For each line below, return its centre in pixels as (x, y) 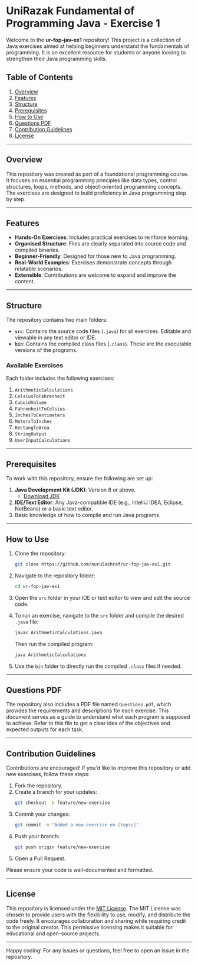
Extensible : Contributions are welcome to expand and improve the (95, 275)
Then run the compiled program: (54, 644)
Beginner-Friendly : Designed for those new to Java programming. (95, 256)
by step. (16, 199)
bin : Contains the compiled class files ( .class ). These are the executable (103, 344)
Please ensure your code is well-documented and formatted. (80, 870)
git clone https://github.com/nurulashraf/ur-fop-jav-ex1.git (93, 564)
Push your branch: (37, 836)
